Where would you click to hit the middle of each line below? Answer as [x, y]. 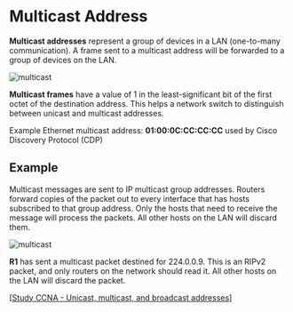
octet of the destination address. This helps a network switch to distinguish [146, 103]
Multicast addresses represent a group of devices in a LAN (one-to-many [145, 41]
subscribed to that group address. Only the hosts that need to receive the [143, 208]
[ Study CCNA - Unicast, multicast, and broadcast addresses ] [121, 297]
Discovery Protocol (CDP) [56, 140]
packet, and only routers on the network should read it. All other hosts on [143, 271]
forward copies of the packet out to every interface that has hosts [130, 198]
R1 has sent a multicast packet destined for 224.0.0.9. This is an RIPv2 [138, 261]
